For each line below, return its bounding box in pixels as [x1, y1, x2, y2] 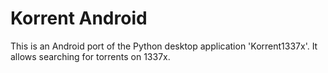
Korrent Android [10, 7, 148, 30]
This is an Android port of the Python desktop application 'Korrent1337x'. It [10, 40, 318, 52]
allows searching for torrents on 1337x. [10, 50, 171, 62]
